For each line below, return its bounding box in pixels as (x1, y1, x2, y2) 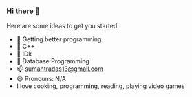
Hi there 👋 (6, 6, 41, 16)
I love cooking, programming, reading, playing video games (16, 82, 185, 90)
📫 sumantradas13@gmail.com (16, 65, 104, 73)
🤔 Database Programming (16, 57, 90, 65)
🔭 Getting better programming (16, 35, 102, 43)
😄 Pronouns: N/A (16, 75, 67, 83)
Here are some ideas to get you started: (6, 22, 120, 30)
